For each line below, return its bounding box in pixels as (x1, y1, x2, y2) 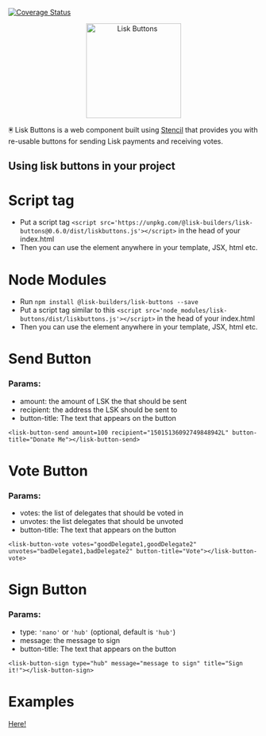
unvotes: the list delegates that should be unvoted (19, 517, 184, 526)
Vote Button (8, 461, 89, 480)
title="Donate (8, 435, 56, 444)
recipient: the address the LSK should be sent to (19, 405, 178, 414)
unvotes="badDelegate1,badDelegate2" (8, 548, 133, 556)
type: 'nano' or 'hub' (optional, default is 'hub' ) (19, 627, 176, 637)
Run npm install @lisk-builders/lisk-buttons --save (19, 297, 199, 306)
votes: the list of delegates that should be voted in (19, 508, 184, 518)
